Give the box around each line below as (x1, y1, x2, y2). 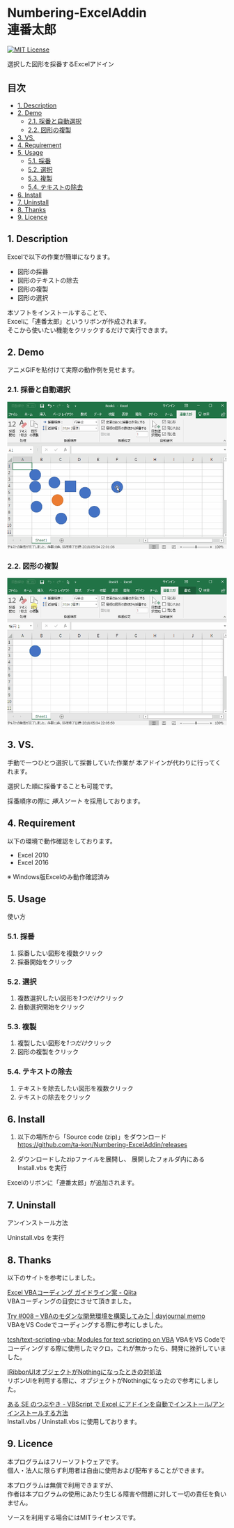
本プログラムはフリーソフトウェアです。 (7, 1457, 123, 1466)
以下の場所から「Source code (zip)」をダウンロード (17, 1132, 167, 1141)
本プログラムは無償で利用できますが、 (7, 1481, 117, 1489)
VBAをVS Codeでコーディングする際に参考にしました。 (7, 1321, 167, 1329)
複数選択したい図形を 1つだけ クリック (17, 994, 124, 1002)
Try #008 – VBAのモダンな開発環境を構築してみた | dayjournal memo (7, 1312, 205, 1320)
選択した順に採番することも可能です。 (7, 781, 117, 790)
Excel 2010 (17, 851, 49, 859)
